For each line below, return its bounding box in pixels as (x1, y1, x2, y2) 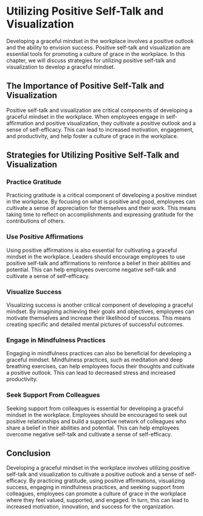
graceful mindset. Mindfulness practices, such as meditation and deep (6, 356, 183, 363)
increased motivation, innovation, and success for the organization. (6, 503, 175, 511)
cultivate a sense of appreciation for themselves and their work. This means (6, 204, 196, 212)
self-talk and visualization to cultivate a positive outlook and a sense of (6, 470, 184, 478)
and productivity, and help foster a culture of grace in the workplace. (6, 132, 179, 139)
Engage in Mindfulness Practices (6, 336, 106, 344)
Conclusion (6, 448, 51, 459)
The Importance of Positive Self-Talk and (6, 81, 164, 91)
